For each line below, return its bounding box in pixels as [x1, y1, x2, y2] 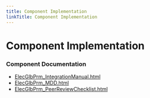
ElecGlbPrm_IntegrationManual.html [14, 73, 101, 80]
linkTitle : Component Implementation [6, 14, 98, 20]
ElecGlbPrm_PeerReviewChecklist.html [14, 85, 108, 92]
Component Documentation [6, 60, 87, 68]
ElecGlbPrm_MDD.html [14, 79, 69, 86]
